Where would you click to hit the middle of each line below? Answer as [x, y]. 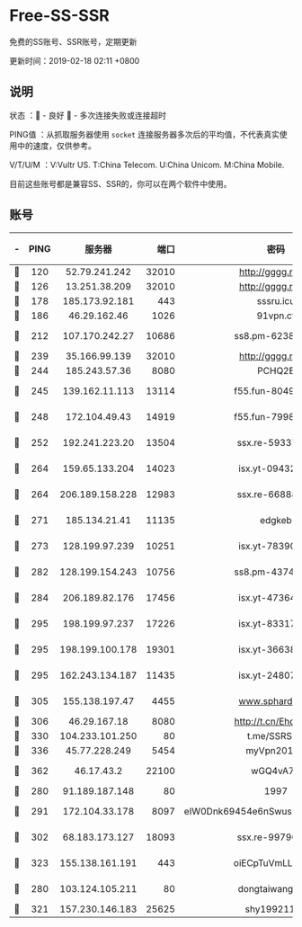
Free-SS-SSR [59, 16]
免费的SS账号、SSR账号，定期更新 [73, 41]
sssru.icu [276, 300]
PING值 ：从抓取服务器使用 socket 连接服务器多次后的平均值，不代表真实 [145, 134]
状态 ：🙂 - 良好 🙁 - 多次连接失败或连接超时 [88, 115]
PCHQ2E [276, 370]
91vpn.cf [276, 316]
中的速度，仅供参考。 [56, 146]
